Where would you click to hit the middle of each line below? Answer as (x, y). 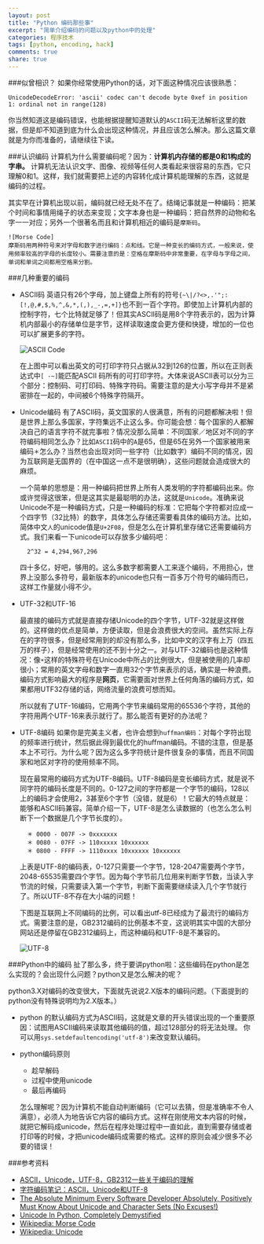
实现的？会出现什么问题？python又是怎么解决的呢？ (98, 974)
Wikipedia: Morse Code (57, 1223)
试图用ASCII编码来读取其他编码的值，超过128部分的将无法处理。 (137, 1027)
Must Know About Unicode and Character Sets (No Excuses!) (119, 1206)
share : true (27, 60)
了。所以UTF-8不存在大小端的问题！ (78, 896)
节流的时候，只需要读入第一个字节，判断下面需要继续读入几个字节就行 (133, 886)
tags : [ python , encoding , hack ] (61, 45)
